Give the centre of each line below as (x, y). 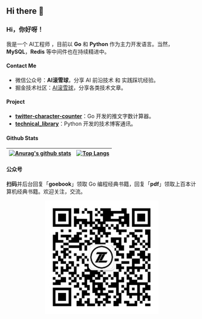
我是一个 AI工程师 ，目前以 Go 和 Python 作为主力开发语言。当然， (90, 44)
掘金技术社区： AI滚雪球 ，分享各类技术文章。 (71, 87)
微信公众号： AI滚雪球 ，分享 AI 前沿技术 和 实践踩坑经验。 (87, 80)
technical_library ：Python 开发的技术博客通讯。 (76, 124)
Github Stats (22, 138)
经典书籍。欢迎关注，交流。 (51, 191)
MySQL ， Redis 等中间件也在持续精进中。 (58, 52)
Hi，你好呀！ (25, 30)
